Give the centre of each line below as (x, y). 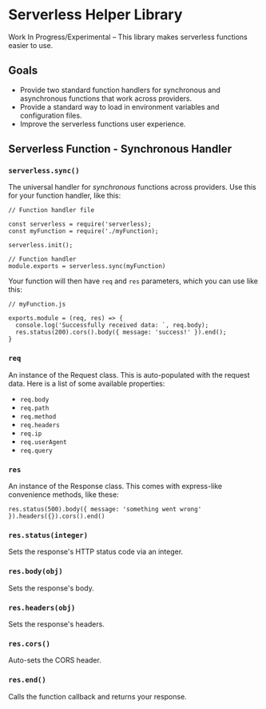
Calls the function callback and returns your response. (98, 696)
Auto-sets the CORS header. (55, 660)
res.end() (27, 680)
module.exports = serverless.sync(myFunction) (87, 266)
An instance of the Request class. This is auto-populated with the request (129, 375)
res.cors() (29, 643)
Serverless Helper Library (95, 15)
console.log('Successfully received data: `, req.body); (112, 326)
